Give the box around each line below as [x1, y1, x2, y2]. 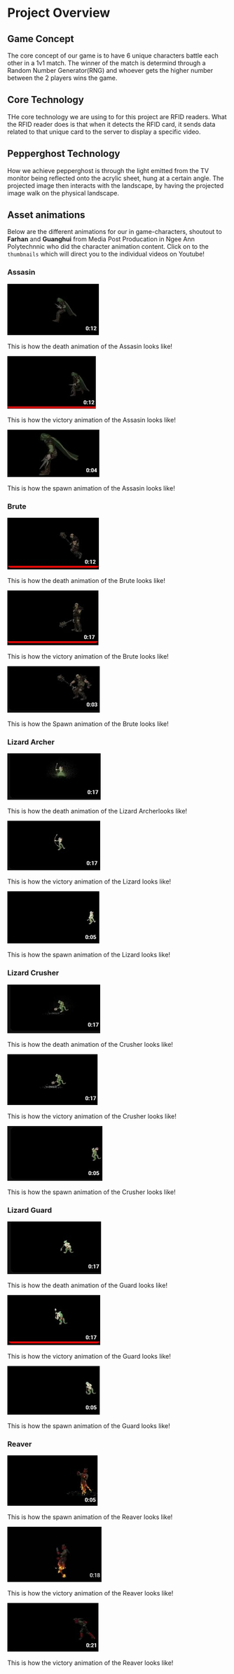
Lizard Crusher [7, 968, 60, 978]
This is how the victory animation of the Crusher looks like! [7, 1112, 177, 1120]
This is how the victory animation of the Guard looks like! [7, 1352, 172, 1360]
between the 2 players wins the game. [7, 74, 118, 82]
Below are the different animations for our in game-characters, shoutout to [7, 228, 222, 236]
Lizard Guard [7, 1205, 53, 1215]
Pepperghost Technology [7, 148, 121, 160]
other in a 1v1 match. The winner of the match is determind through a [7, 59, 206, 67]
